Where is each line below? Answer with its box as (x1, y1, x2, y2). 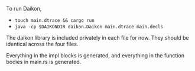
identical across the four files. (6, 41, 79, 47)
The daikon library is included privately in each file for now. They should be (6, 34, 189, 41)
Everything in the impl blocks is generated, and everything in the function (6, 52, 185, 59)
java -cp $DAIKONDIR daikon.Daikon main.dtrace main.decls (14, 24, 164, 30)
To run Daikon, (6, 5, 42, 12)
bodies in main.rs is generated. (6, 59, 82, 65)
